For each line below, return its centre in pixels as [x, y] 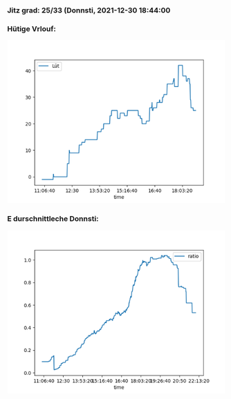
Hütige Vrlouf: [32, 28]
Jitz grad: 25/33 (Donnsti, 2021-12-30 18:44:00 [89, 10]
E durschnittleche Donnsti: [53, 219]
